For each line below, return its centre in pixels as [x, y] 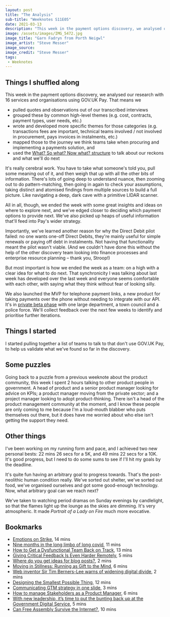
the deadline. [19, 464]
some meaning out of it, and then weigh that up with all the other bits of [80, 174]
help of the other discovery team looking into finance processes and [76, 253]
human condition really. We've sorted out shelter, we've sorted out [93, 479]
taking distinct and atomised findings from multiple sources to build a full [81, 190]
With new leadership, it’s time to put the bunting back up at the [78, 599]
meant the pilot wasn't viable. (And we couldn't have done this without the [83, 247]
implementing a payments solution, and [54, 148]
